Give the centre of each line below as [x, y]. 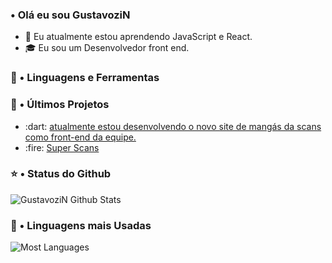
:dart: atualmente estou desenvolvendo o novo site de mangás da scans [173, 126]
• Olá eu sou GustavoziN [70, 15]
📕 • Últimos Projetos [60, 105]
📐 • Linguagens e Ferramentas [85, 78]
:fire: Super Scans [62, 147]
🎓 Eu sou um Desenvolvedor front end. [107, 48]
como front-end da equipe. [80, 137]
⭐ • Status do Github [61, 174]
